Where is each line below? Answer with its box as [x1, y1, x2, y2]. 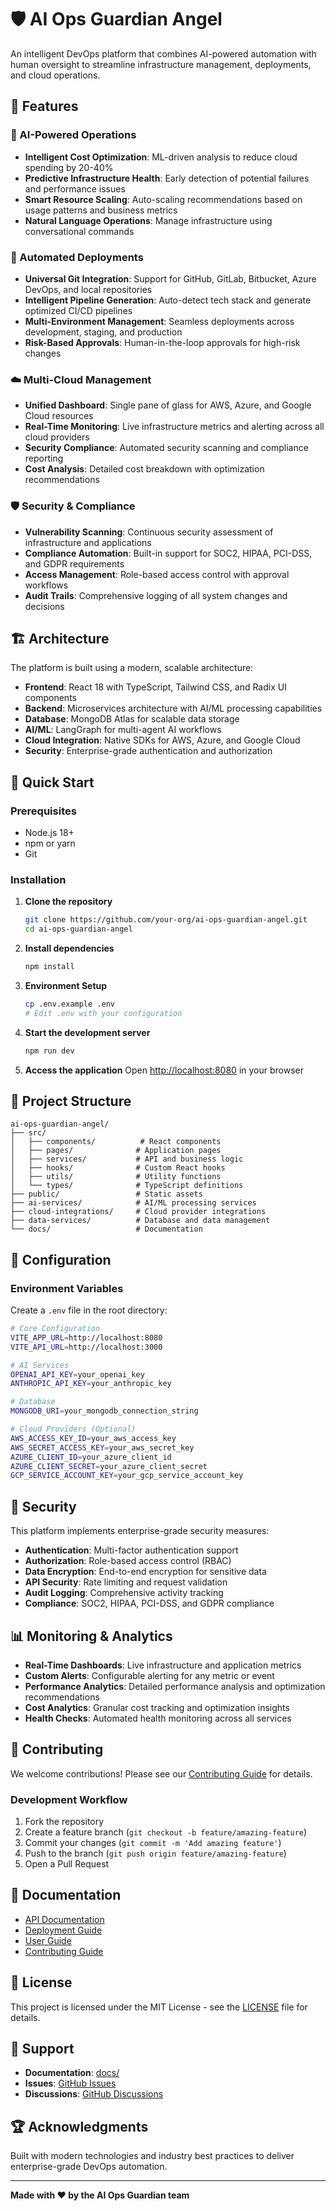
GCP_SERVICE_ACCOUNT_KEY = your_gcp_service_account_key [10, 1471, 244, 1481]
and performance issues [24, 182, 126, 195]
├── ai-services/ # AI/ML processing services [10, 1198, 257, 1208]
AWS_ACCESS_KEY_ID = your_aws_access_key [10, 1433, 177, 1443]
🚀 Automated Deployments [10, 250, 144, 264]
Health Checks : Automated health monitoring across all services [24, 1712, 292, 1724]
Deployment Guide [24, 1924, 103, 1936]
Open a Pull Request [24, 1858, 110, 1870]
